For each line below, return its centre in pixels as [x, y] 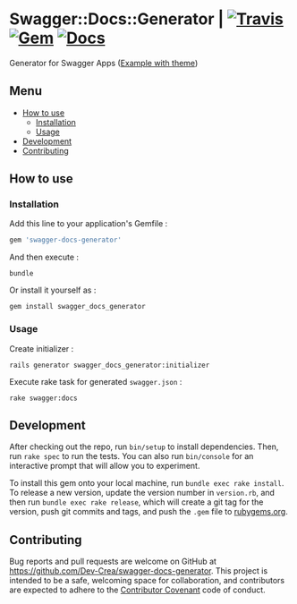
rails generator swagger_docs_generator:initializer [110, 365]
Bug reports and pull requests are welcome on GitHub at [113, 561]
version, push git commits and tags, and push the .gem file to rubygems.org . [149, 512]
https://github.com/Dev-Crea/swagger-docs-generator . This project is [139, 571]
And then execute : [44, 257]
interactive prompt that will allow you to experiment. [105, 466]
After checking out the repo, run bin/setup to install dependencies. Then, [144, 447]
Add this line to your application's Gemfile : [89, 224]
